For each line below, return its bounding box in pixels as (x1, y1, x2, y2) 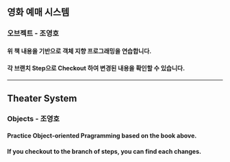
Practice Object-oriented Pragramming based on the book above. (7, 132, 197, 140)
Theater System (7, 92, 77, 104)
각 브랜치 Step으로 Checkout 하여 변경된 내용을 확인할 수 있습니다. (7, 64, 186, 72)
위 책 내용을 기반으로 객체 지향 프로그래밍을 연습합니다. (7, 46, 152, 55)
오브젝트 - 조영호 (7, 29, 60, 38)
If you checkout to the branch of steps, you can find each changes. (7, 147, 202, 155)
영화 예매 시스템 (7, 6, 70, 18)
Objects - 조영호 (7, 114, 60, 124)
